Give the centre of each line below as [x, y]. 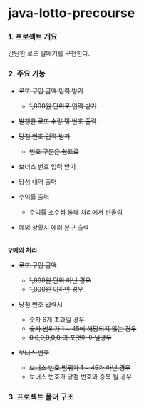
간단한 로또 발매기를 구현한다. [49, 53]
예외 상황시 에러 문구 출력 [54, 227]
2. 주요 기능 [27, 74]
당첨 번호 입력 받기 [44, 136]
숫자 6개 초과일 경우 [57, 320]
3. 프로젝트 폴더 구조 [41, 397]
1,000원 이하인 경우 [56, 289]
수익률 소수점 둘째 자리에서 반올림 [76, 212]
